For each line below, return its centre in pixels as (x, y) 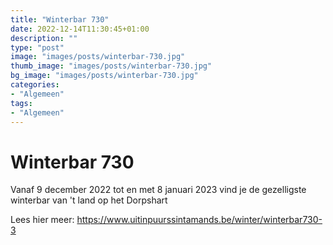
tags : (21, 103)
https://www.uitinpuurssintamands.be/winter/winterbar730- (199, 220)
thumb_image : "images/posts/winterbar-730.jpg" (111, 66)
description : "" (44, 38)
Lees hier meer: (42, 220)
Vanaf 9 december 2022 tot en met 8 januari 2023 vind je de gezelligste (158, 190)
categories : (35, 85)
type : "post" (37, 47)
